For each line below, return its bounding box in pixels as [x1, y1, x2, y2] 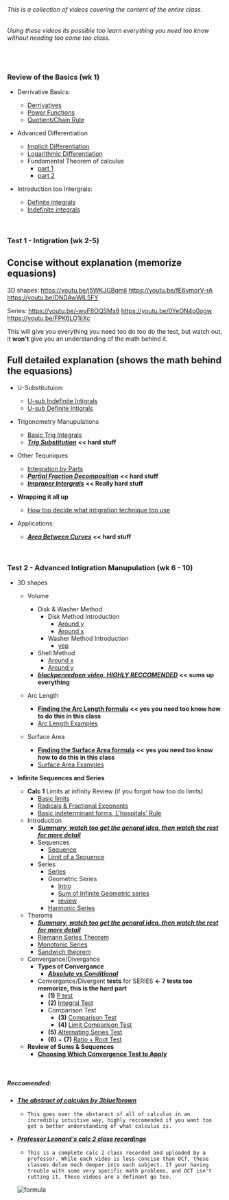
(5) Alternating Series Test [47, 1028, 123, 1036]
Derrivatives [27, 101, 62, 109]
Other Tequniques [16, 451, 69, 460]
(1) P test [47, 991, 73, 999]
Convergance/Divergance [27, 955, 101, 963]
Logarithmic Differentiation [27, 150, 103, 158]
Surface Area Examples [37, 760, 104, 769]
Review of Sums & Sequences [27, 1042, 114, 1050]
